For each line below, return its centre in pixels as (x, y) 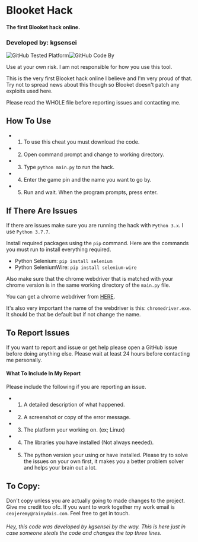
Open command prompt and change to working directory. (94, 154)
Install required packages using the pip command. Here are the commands (98, 243)
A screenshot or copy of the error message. (77, 417)
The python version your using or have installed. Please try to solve (106, 455)
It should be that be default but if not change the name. (74, 314)
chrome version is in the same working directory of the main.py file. (88, 285)
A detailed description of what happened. (74, 404)
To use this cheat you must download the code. (82, 142)
